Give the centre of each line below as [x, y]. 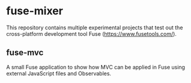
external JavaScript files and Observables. [59, 73]
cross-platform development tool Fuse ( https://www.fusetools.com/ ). [92, 33]
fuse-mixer [35, 11]
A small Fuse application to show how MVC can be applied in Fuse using [95, 67]
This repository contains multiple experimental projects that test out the [95, 27]
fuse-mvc [25, 53]
